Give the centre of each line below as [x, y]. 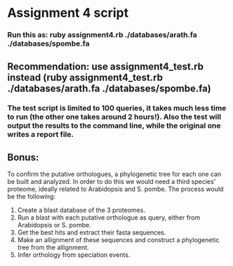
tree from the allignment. [53, 248]
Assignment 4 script [68, 13]
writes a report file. [40, 135]
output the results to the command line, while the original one [114, 126]
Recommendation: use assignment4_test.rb [106, 66]
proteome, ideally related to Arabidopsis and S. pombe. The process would [115, 189]
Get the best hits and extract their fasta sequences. [92, 232]
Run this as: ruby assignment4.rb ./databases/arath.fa [102, 35]
